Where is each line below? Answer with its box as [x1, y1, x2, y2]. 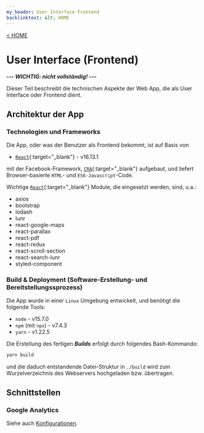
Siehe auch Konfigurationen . [6, 420, 78, 427]
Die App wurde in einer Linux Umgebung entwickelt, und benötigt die [6, 297, 180, 305]
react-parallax [15, 228, 51, 235]
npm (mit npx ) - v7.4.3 [15, 322, 67, 329]
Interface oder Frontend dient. [6, 91, 82, 98]
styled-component [15, 261, 62, 268]
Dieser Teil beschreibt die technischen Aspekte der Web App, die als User [6, 85, 192, 92]
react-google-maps [15, 221, 65, 229]
